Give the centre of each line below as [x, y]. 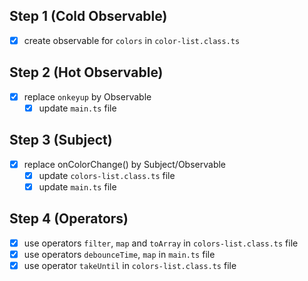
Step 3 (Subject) [61, 140]
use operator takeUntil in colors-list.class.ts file [130, 265]
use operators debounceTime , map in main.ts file [119, 254]
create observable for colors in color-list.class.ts [132, 40]
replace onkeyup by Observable [87, 96]
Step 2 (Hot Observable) [86, 72]
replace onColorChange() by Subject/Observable [124, 164]
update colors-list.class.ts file [107, 175]
